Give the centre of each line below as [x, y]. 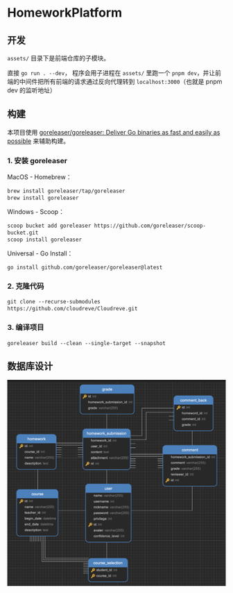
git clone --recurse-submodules [54, 302]
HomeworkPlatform [65, 13]
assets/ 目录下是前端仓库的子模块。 [59, 58]
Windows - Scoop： [36, 212]
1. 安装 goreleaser [37, 160]
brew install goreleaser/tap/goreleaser [67, 191]
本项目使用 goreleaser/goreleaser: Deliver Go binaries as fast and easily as [114, 132]
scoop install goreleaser [44, 240]
